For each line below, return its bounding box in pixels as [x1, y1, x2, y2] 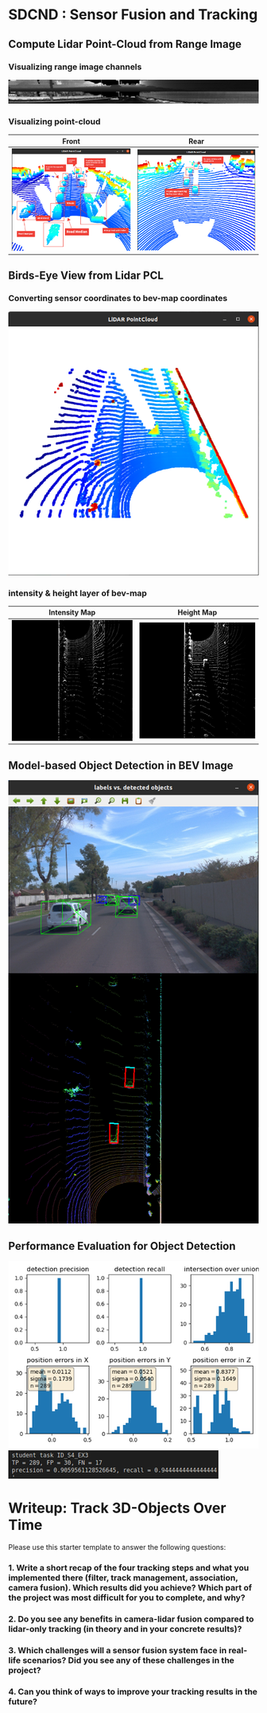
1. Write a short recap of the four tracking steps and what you [8, 1562, 250, 1573]
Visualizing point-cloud [8, 116, 101, 127]
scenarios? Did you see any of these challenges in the [22, 1654, 234, 1665]
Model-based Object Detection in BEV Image [8, 759, 234, 772]
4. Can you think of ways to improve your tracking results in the [8, 1686, 258, 1697]
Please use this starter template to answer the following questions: [8, 1543, 226, 1552]
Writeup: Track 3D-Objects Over [8, 1499, 226, 1517]
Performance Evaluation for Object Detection [8, 1239, 236, 1253]
